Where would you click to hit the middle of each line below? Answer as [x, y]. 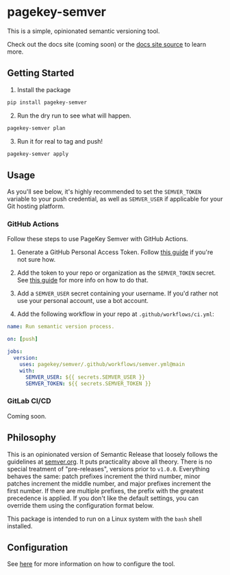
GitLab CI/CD [29, 401]
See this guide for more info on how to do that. [82, 280]
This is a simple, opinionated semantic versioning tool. [84, 31]
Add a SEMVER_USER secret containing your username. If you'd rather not [117, 293]
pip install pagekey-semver [47, 102]
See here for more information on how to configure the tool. [91, 564]
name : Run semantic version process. [61, 327]
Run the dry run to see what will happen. [74, 115]
